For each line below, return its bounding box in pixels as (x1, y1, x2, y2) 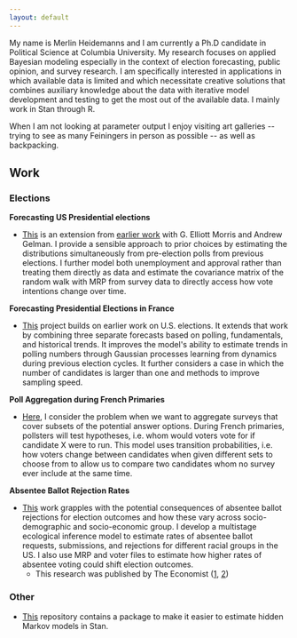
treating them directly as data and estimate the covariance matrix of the (21, 267, 284, 278)
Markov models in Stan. (21, 620, 109, 631)
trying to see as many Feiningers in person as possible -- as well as (9, 130, 255, 140)
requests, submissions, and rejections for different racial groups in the (21, 540, 279, 551)
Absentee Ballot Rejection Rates (9, 485, 130, 496)
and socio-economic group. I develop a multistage (73, 522, 257, 532)
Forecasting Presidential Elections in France (9, 303, 175, 314)
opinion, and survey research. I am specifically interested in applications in (9, 66, 282, 76)
